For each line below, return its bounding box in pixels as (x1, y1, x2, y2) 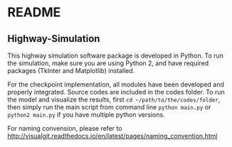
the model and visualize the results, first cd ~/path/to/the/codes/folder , (7, 95, 221, 104)
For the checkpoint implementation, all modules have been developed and (7, 80, 224, 89)
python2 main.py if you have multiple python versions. (7, 111, 165, 119)
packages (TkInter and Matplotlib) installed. (7, 67, 135, 75)
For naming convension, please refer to (7, 124, 122, 132)
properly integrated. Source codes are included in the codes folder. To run (7, 88, 226, 96)
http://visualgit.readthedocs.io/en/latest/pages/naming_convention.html (7, 132, 218, 140)
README (7, 4, 61, 21)
